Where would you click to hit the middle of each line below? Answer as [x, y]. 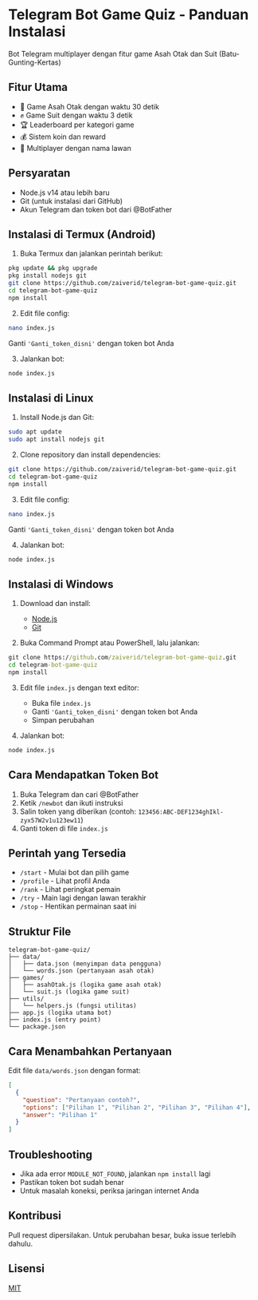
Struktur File [40, 931]
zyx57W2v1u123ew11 [50, 820]
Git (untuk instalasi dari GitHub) [71, 200]
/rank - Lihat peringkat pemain [70, 890]
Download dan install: [55, 604]
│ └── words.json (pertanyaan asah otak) [82, 971]
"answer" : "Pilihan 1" [60, 1115]
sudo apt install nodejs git [57, 440]
